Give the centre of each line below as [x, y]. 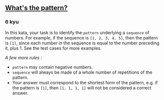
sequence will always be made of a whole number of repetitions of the [82, 72]
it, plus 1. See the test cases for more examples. [54, 48]
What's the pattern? [36, 8]
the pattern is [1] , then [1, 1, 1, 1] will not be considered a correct [82, 88]
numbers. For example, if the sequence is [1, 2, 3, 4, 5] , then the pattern [82, 38]
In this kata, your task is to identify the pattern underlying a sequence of [77, 32]
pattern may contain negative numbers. [53, 67]
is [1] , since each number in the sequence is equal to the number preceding [82, 43]
